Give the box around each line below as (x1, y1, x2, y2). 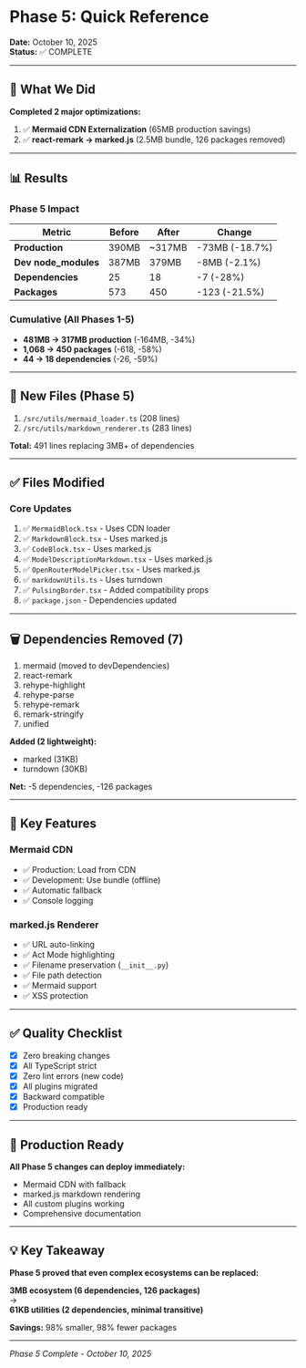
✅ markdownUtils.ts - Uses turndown (22, 575, 163, 586)
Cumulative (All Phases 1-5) (9, 313, 135, 326)
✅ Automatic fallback (22, 885, 103, 896)
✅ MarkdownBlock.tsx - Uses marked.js (22, 534, 168, 544)
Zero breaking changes (22, 1050, 111, 1061)
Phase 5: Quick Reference (9, 6, 209, 27)
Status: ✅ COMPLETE (9, 46, 93, 57)
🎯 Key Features (9, 816, 97, 832)
